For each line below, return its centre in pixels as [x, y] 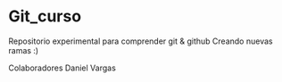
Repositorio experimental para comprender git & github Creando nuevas [141, 41]
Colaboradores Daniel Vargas [62, 68]
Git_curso [45, 16]
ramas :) [24, 50]
